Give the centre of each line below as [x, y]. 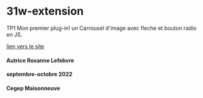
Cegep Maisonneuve [33, 88]
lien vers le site [25, 46]
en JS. [14, 34]
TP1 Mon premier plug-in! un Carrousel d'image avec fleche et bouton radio [102, 28]
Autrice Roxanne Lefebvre [40, 60]
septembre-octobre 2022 [39, 74]
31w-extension [45, 11]
